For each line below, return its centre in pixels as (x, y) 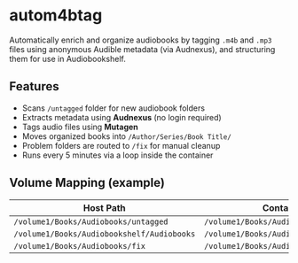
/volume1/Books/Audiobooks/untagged (91, 221)
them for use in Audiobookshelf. (67, 58)
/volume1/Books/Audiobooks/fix (80, 246)
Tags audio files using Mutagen (80, 127)
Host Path (104, 207)
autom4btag (56, 15)
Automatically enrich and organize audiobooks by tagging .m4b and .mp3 (141, 40)
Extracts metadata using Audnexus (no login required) (122, 117)
